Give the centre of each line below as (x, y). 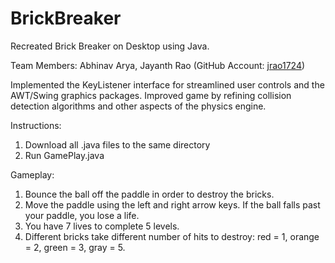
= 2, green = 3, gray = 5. (75, 247)
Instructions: (36, 125)
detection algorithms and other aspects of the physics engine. (138, 106)
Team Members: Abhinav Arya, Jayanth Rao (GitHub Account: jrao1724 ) (158, 65)
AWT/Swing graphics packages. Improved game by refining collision (151, 95)
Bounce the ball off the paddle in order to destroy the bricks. (149, 194)
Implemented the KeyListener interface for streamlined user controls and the (167, 84)
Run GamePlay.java (64, 155)
